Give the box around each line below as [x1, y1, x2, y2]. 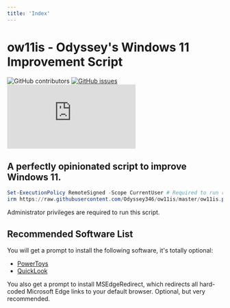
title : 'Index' [7, 10, 51, 17]
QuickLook [16, 266, 48, 274]
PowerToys [16, 259, 49, 268]
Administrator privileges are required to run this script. [7, 208, 160, 216]
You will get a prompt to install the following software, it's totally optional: [7, 246, 214, 254]
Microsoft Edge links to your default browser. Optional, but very [26, 287, 205, 295]
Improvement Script [7, 54, 123, 69]
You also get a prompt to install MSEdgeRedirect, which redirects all [7, 280, 199, 288]
